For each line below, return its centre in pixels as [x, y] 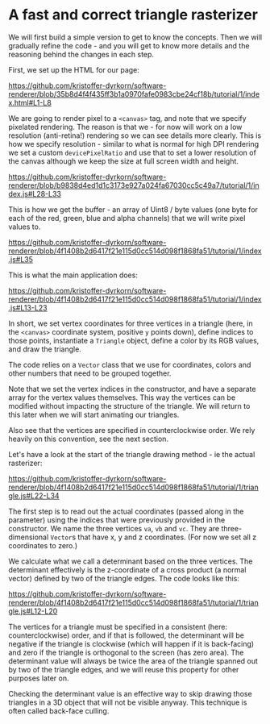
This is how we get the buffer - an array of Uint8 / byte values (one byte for [133, 209]
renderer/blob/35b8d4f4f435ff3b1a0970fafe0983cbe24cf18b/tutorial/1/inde [134, 94]
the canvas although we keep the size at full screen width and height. [124, 161]
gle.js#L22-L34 [34, 495]
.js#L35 [21, 259]
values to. [25, 227]
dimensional [29, 537]
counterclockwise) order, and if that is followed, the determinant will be [126, 635]
